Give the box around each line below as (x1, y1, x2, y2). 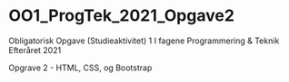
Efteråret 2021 (8, 44, 62, 55)
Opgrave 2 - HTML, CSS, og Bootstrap (8, 62, 153, 73)
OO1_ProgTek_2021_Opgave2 (8, 5, 235, 26)
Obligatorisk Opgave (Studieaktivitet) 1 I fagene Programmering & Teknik (8, 35, 280, 46)
